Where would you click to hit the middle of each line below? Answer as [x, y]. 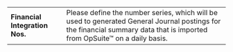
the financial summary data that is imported [137, 30]
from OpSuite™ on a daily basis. [117, 38]
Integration [29, 25]
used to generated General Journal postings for [144, 21]
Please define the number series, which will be [142, 13]
